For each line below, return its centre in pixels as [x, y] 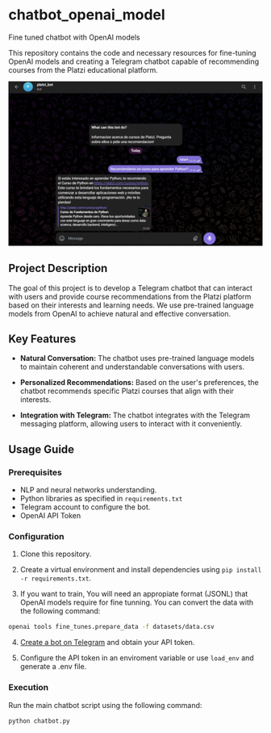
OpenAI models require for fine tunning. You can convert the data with [137, 602]
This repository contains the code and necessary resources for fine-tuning [132, 52]
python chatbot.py [39, 721]
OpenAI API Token [50, 516]
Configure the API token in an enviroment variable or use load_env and [137, 658]
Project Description [58, 268]
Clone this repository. [56, 554]
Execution [29, 688]
